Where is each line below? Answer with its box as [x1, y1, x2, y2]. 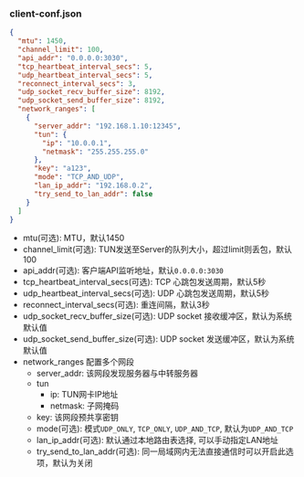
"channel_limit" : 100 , [17, 45, 104, 55]
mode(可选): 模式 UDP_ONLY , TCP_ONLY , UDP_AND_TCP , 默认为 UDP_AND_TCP [36, 423, 294, 434]
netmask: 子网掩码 [49, 400, 120, 411]
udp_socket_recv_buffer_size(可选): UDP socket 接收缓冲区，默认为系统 [22, 311, 292, 322]
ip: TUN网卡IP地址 [49, 389, 119, 400]
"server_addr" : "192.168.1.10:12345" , [33, 122, 182, 131]
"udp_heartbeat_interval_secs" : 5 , [17, 70, 153, 79]
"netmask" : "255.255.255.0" [42, 147, 149, 156]
